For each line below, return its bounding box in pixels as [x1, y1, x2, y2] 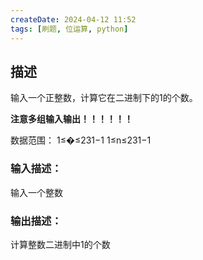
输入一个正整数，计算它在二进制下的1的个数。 [10, 92, 198, 104]
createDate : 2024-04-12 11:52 [10, 14, 137, 25]
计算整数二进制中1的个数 [10, 238, 111, 250]
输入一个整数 [10, 186, 63, 198]
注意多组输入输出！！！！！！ [10, 113, 133, 125]
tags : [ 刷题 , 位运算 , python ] [10, 24, 129, 34]
